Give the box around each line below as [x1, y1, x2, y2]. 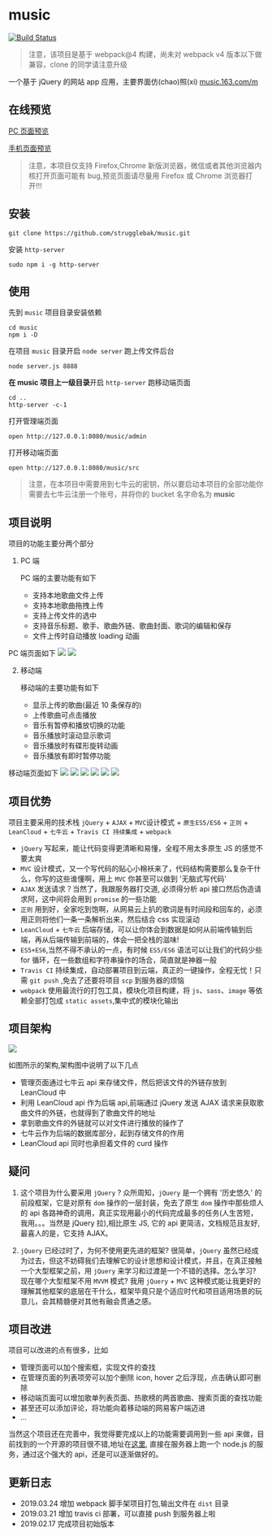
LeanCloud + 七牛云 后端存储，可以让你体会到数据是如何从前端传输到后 [19, 925, 253, 934]
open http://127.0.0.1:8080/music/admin [8, 432, 148, 440]
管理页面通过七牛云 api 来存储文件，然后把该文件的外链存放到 [19, 1077, 227, 1087]
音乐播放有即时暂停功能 [32, 751, 111, 761]
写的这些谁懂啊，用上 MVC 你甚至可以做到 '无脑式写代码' [41, 874, 227, 883]
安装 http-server [8, 244, 65, 254]
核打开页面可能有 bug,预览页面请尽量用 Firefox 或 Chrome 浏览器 [28, 171, 246, 180]
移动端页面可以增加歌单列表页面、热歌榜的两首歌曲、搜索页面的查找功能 [19, 1393, 262, 1403]
